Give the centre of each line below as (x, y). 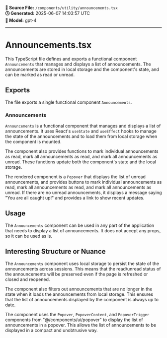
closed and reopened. (28, 279)
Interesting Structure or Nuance (55, 251)
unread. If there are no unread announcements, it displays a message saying (83, 193)
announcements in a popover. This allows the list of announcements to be (81, 325)
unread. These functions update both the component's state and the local (81, 162)
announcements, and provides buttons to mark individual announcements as (83, 182)
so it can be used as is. (29, 236)
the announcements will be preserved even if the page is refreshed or (77, 274)
